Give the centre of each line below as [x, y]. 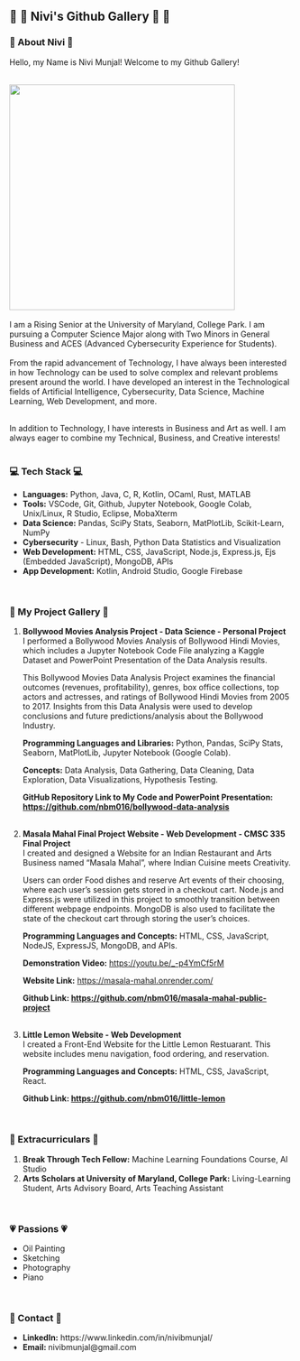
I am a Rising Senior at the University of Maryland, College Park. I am [137, 324]
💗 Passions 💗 [38, 1228]
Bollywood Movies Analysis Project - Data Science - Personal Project [154, 632]
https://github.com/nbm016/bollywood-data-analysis [126, 807]
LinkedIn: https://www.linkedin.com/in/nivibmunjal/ [118, 1338]
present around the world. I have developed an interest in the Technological [150, 382]
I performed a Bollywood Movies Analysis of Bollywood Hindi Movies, [151, 641]
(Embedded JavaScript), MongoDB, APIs [98, 561]
